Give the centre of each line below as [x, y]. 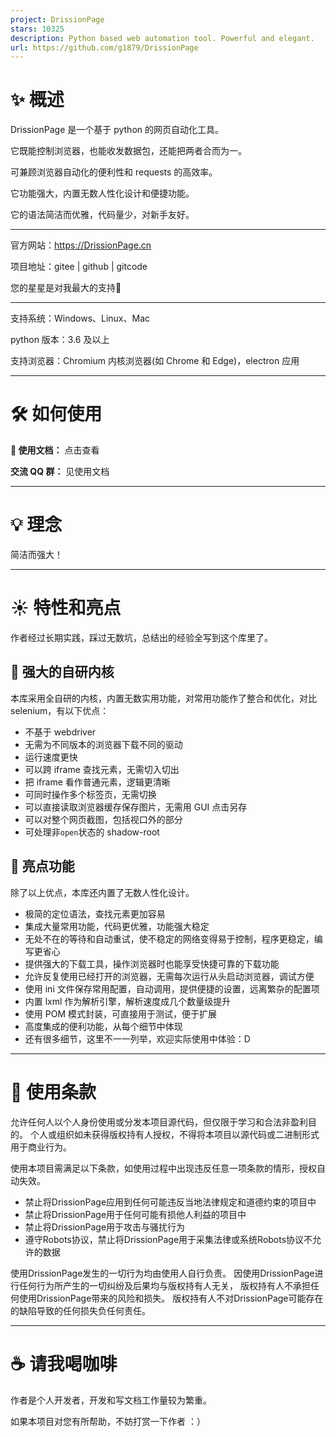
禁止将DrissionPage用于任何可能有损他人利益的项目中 [135, 1214]
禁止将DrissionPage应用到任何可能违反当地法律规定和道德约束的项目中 [170, 1202]
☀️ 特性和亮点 [66, 608]
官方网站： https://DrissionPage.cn [81, 245]
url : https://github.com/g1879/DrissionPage [104, 47]
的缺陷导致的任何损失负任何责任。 [80, 1310]
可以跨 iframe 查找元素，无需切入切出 [102, 769]
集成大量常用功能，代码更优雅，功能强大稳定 [117, 926]
